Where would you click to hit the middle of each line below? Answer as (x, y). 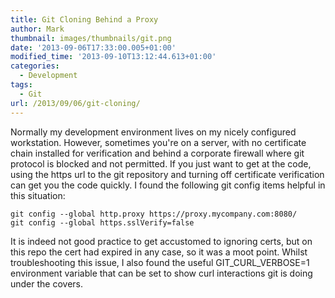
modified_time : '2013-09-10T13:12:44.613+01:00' (113, 57)
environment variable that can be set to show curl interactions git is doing (161, 273)
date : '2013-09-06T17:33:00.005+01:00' (93, 47)
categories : (35, 66)
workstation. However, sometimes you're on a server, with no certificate (158, 142)
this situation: (38, 195)
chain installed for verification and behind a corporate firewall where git (157, 153)
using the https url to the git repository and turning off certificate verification (167, 174)
